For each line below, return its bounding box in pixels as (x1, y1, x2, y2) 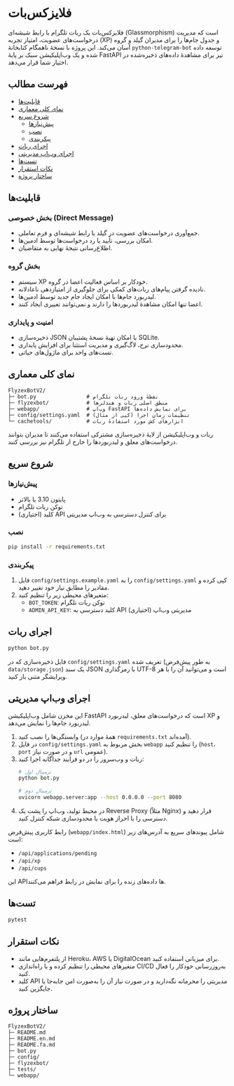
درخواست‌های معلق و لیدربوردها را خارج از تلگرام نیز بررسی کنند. (8, 437, 178, 446)
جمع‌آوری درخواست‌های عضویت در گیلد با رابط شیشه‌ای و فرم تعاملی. (18, 229, 200, 237)
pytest (8, 916, 27, 923)
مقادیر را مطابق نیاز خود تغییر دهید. (18, 583, 109, 591)
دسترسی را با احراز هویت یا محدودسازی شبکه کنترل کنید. (18, 814, 168, 822)
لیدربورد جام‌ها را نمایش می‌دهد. (8, 718, 91, 727)
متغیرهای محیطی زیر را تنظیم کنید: (18, 591, 109, 599)
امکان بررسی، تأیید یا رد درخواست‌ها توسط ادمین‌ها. (18, 237, 153, 245)
